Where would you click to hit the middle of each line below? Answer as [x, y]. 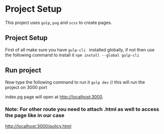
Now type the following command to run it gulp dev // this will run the [75, 82]
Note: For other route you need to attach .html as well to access [82, 110]
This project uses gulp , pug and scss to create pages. [58, 22]
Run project [23, 70]
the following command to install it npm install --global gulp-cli [72, 55]
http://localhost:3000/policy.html [38, 126]
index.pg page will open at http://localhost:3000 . [55, 97]
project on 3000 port [26, 87]
